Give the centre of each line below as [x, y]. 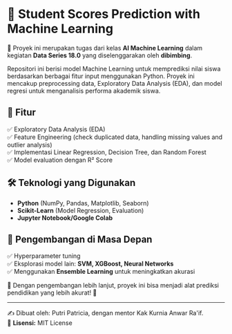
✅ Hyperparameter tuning [44, 256]
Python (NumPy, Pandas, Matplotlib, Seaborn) [83, 203]
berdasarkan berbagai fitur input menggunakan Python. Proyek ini [101, 76]
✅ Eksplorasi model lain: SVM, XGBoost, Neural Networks [90, 264]
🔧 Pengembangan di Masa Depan [80, 239]
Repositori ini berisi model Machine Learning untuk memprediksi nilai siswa [114, 68]
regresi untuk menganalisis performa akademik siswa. [84, 91]
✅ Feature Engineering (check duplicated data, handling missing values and [115, 137]
